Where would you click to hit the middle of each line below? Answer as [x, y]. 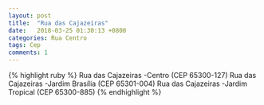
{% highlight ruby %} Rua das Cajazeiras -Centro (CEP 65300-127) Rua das [132, 75]
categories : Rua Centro [48, 38]
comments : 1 [28, 52]
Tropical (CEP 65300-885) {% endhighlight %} [85, 92]
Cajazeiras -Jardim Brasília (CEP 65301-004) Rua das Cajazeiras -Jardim [128, 84]
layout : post [30, 16]
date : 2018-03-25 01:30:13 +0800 [67, 30]
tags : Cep [25, 45]
